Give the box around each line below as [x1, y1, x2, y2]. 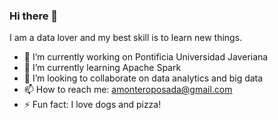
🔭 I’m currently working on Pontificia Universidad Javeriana [23, 51, 269, 63]
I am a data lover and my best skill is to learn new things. [9, 32, 243, 44]
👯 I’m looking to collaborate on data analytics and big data [23, 72, 264, 84]
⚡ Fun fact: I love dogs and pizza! [23, 99, 162, 111]
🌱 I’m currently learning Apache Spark [23, 62, 182, 74]
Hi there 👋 [9, 9, 59, 23]
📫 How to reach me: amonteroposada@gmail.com [23, 84, 233, 96]
